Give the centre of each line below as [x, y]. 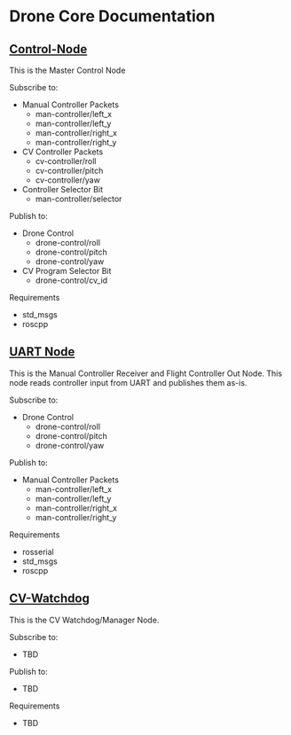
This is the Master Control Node [67, 70]
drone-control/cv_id [71, 280]
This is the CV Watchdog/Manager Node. [84, 620]
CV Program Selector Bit [67, 271]
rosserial [38, 551]
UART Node [42, 352]
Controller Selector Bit [63, 189]
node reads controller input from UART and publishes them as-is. [128, 382]
